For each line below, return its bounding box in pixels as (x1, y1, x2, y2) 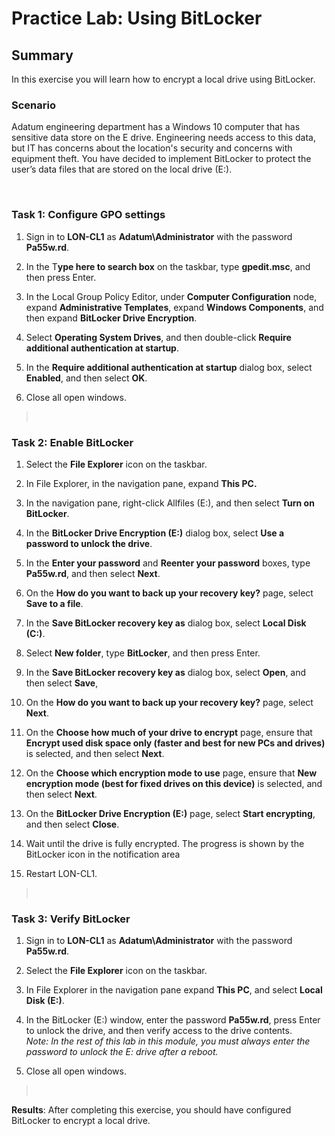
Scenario (11, 98, 56, 112)
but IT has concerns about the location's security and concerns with (11, 142, 293, 154)
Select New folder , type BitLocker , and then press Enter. (25, 647, 261, 659)
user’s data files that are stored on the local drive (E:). (11, 163, 233, 176)
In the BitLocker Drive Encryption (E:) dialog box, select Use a (25, 527, 285, 539)
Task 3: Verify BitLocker (11, 912, 131, 926)
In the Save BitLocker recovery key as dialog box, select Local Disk (25, 617, 307, 629)
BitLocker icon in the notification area (25, 848, 181, 860)
